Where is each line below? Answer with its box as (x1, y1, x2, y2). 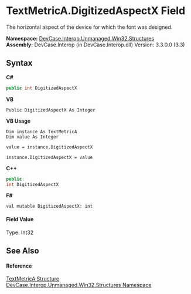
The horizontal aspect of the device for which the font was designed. (6, 23, 173, 31)
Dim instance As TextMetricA (6, 129, 77, 134)
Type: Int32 (6, 229, 34, 236)
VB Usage (6, 117, 31, 124)
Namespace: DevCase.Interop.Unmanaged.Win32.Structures (6, 35, 154, 42)
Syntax (6, 58, 33, 68)
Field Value (6, 215, 34, 222)
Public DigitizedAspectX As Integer (6, 107, 95, 113)
